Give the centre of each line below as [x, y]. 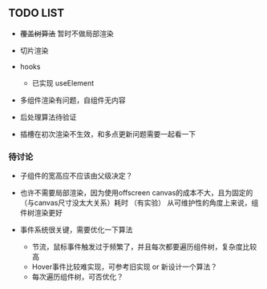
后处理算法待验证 [48, 117]
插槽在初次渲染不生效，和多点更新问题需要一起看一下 [108, 134]
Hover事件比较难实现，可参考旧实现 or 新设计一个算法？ [125, 267]
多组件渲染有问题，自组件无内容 [73, 100]
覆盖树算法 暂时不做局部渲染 [67, 33]
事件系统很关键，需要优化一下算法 [76, 230]
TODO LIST [36, 13]
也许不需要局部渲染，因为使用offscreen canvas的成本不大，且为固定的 [136, 193]
